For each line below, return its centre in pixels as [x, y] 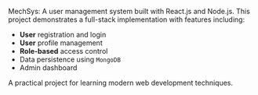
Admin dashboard [48, 68]
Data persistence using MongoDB [70, 59]
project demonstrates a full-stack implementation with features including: [127, 19]
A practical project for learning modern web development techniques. [121, 83]
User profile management [61, 43]
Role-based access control [64, 51]
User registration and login [63, 35]
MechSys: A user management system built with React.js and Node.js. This [129, 11]
